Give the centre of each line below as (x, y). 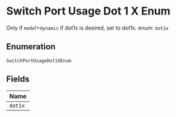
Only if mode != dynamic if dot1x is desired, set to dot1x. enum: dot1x (87, 28)
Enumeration (31, 47)
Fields (18, 79)
